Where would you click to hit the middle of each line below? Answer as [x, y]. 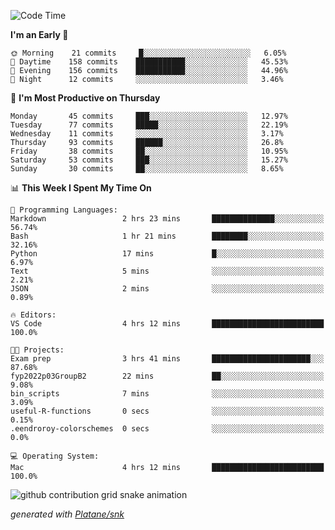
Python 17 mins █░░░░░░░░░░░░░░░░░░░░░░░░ [167, 254]
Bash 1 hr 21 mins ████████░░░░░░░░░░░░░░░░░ [167, 236]
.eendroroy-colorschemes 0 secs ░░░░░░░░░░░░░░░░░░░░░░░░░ [167, 429]
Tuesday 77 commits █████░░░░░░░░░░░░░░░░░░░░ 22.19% [149, 125]
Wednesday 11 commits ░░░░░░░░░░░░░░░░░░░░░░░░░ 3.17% [147, 134]
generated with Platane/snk [67, 514]
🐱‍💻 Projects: [37, 350]
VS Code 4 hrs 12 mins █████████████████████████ [167, 324]
